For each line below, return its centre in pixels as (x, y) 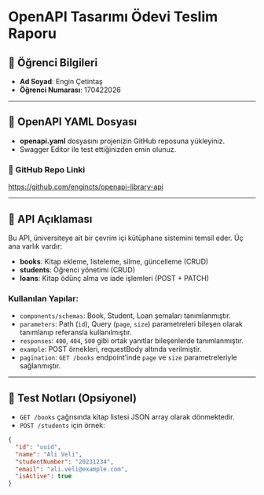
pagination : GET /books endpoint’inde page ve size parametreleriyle (128, 357)
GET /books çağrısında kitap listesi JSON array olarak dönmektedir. (127, 417)
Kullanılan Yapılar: (43, 298)
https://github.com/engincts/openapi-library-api (86, 187)
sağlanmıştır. (40, 366)
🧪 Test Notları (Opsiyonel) (73, 398)
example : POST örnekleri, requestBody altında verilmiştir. (110, 349)
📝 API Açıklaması (50, 219)
